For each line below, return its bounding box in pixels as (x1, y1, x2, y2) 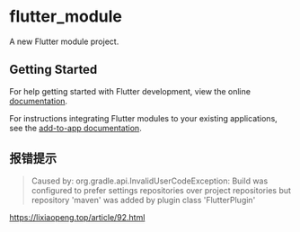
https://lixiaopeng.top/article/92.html (9, 211, 146, 222)
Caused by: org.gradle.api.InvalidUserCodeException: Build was (31, 175, 269, 186)
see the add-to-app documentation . (9, 122, 142, 133)
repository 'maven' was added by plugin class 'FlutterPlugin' (31, 194, 256, 205)
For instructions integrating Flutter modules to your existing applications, (9, 112, 278, 123)
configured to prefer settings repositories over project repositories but (31, 184, 292, 195)
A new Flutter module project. (9, 36, 119, 47)
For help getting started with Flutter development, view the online (9, 85, 251, 96)
